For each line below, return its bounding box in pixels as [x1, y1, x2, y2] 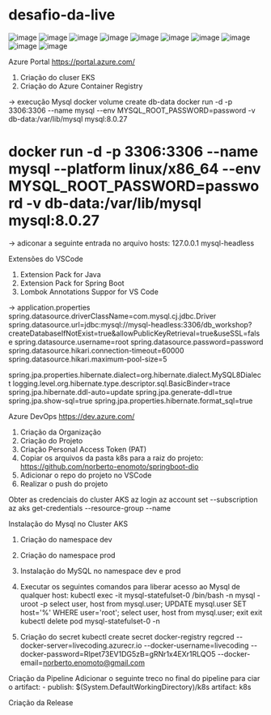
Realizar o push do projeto [19, 478, 108, 488]
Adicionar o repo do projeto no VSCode [19, 470, 152, 480]
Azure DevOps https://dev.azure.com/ [8, 411, 135, 421]
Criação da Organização [19, 427, 102, 437]
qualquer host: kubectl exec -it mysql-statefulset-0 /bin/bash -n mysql [19, 590, 256, 600]
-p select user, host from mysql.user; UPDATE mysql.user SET [40, 598, 247, 609]
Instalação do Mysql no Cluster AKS [8, 519, 128, 529]
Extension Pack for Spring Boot [19, 278, 125, 288]
